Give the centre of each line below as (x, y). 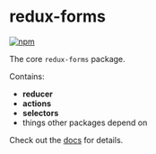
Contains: (27, 76)
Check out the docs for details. (66, 140)
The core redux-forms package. (67, 59)
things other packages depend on (85, 122)
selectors (40, 113)
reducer (38, 94)
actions (37, 103)
